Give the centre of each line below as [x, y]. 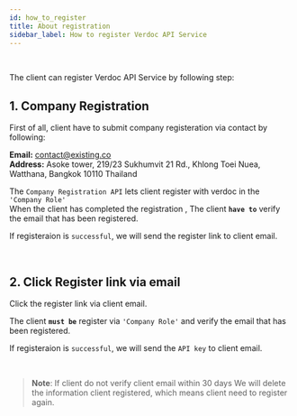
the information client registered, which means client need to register [159, 393]
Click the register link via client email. [78, 304]
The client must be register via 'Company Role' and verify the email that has [148, 321]
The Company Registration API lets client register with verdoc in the [135, 191]
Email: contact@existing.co [60, 155]
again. [43, 402]
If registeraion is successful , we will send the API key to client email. [136, 348]
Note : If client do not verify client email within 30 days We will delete [158, 383]
